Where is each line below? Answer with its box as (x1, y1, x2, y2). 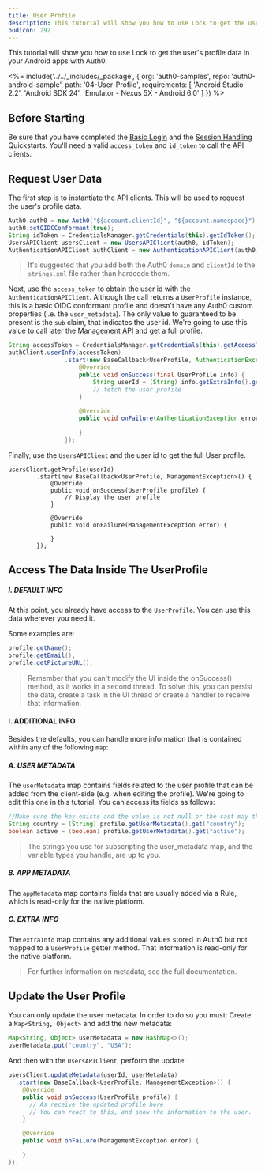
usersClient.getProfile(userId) (8, 466, 114, 474)
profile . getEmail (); (8, 651, 77, 660)
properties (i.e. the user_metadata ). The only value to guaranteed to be (8, 309, 237, 319)
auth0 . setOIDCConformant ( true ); (8, 224, 114, 232)
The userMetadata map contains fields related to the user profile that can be (8, 780, 254, 791)
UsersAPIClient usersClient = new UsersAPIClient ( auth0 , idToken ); (8, 239, 235, 247)
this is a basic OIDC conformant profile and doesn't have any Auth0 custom (8, 301, 254, 311)
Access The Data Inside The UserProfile (8, 563, 208, 577)
